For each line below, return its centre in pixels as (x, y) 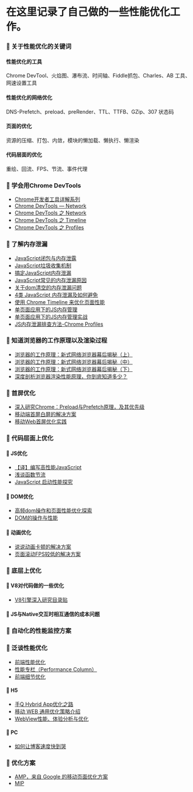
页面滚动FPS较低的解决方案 (47, 554)
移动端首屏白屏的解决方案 (45, 414)
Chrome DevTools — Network (50, 206)
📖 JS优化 (17, 453)
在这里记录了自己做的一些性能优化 (88, 12)
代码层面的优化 (24, 155)
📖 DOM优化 (20, 496)
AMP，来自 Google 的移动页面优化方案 (61, 777)
